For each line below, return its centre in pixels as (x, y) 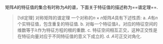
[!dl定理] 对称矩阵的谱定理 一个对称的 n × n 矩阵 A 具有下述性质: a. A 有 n (87, 18)
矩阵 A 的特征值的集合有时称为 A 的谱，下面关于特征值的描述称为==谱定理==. (81, 7)
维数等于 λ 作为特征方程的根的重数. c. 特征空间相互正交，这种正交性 (85, 30)
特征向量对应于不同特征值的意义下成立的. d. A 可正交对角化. (82, 36)
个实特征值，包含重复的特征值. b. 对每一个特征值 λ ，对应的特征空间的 (87, 24)
